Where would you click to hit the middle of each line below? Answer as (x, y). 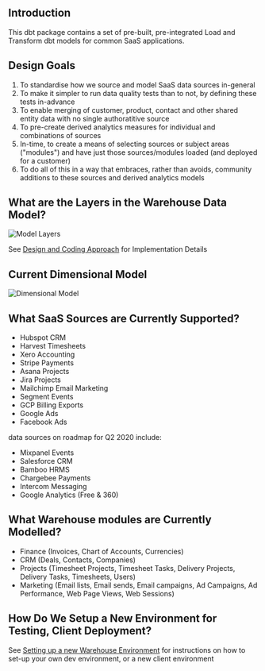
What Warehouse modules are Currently (110, 520)
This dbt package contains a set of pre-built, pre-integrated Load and (122, 32)
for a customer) (45, 160)
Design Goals (42, 66)
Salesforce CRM (46, 461)
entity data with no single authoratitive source (94, 118)
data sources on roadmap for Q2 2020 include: (85, 438)
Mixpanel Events (47, 453)
